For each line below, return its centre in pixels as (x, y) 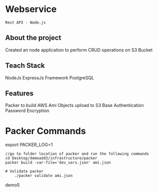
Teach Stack (25, 66)
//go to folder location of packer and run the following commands (77, 154)
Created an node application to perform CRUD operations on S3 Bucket (79, 50)
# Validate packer (24, 171)
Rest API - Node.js (26, 22)
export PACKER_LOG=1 (29, 145)
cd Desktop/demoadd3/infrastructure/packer (51, 158)
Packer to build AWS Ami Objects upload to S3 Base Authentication (74, 105)
